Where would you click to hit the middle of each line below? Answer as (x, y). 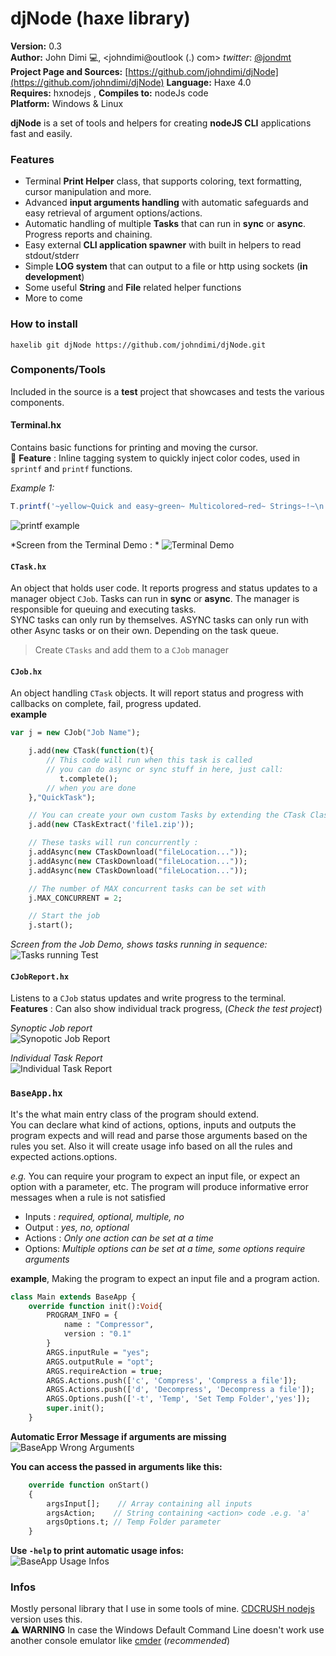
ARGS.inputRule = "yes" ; (98, 1352)
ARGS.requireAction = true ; (104, 1371)
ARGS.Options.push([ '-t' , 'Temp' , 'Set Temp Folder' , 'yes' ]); (178, 1399)
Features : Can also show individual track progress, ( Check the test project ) (166, 1009)
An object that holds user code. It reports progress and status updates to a (164, 588)
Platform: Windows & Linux (67, 103)
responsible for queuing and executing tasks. (103, 609)
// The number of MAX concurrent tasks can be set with (147, 888)
